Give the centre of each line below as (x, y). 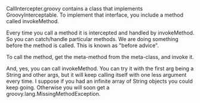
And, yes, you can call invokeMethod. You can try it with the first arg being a (100, 68)
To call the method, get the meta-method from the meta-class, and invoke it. (100, 57)
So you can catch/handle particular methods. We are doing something (92, 39)
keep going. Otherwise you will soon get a (58, 88)
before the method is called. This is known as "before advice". (83, 45)
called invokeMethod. (33, 21)
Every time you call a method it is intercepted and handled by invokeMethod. (100, 33)
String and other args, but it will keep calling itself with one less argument (96, 75)
